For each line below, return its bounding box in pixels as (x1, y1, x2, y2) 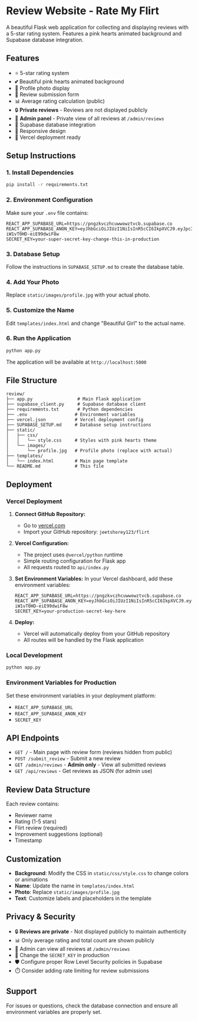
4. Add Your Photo (6, 278, 60, 286)
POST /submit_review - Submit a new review (14, 755, 121, 762)
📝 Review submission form (14, 90, 80, 98)
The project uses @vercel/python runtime (23, 551, 123, 559)
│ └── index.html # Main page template (6, 458, 128, 464)
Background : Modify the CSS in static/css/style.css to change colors (14, 870, 189, 877)
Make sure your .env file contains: (6, 209, 89, 216)
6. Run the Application (6, 334, 71, 342)
